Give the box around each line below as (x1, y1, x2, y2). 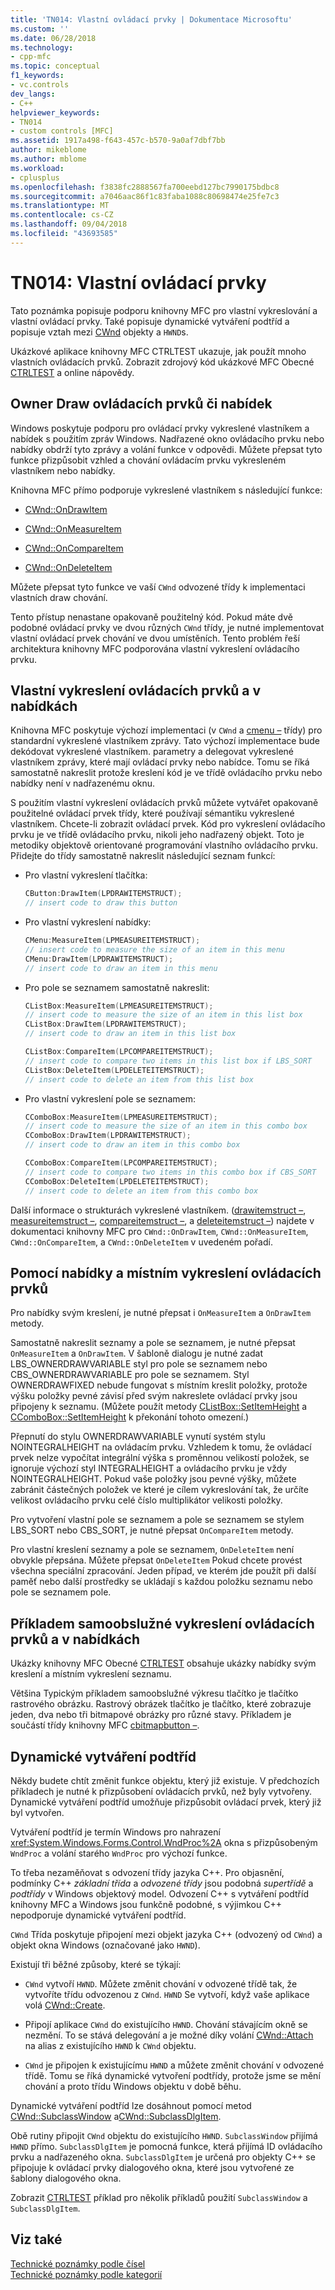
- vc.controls (10, 80, 70, 90)
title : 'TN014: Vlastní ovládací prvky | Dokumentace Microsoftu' (10, 14, 293, 25)
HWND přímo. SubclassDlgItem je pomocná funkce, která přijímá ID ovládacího (10, 2141, 323, 2152)
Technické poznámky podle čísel (10, 2257, 146, 2270)
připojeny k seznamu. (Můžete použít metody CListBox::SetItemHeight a (10, 1401, 308, 1413)
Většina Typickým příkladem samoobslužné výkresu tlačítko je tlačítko (10, 1687, 299, 1700)
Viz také (10, 2231, 63, 2248)
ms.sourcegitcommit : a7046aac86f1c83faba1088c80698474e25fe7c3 (10, 191, 280, 201)
